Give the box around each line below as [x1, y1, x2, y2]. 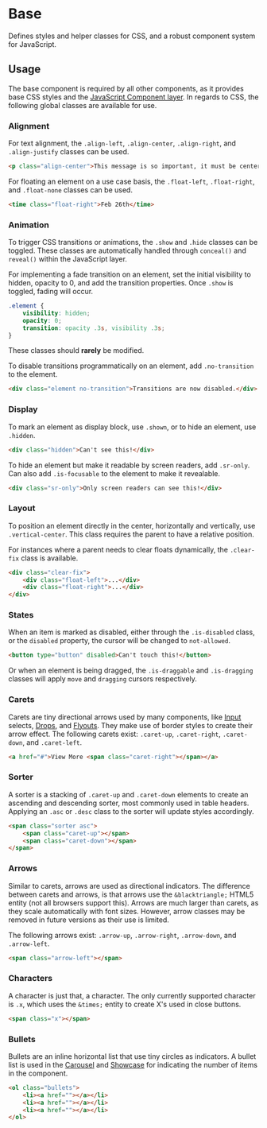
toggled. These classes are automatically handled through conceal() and [8, 246, 246, 255]
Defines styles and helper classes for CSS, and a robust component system [8, 31, 256, 41]
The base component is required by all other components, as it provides [8, 83, 244, 93]
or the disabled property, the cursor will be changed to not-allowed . [8, 636, 231, 645]
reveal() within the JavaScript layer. [8, 254, 127, 264]
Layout [8, 502, 36, 514]
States [8, 610, 34, 621]
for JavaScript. [8, 39, 57, 48]
